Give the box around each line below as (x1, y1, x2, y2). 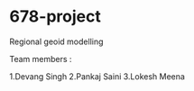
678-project (9, 6, 101, 27)
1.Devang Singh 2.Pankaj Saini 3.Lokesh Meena (9, 70, 185, 82)
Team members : (9, 53, 72, 64)
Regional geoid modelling (9, 36, 104, 47)
